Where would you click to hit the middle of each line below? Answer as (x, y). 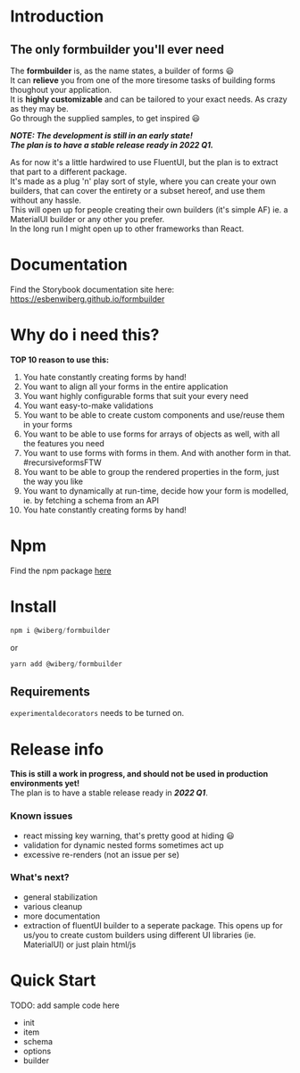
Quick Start (53, 981)
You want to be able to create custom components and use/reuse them (154, 415)
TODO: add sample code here (65, 1005)
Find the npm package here (61, 570)
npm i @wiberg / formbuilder (60, 630)
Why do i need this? (85, 335)
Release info (57, 749)
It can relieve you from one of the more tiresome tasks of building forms (143, 80)
